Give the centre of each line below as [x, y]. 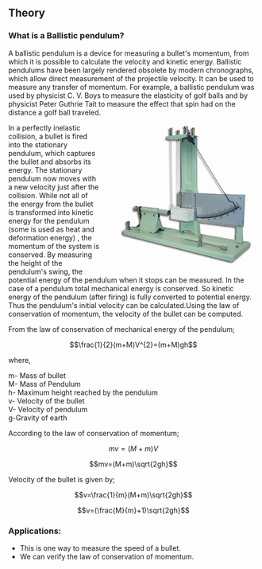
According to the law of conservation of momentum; [94, 433]
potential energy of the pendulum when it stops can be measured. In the [126, 280]
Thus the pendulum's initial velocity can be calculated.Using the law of [124, 305]
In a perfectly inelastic [44, 127]
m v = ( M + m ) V [133, 448]
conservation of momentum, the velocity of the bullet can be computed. [126, 314]
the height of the [35, 263]
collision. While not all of [48, 195]
